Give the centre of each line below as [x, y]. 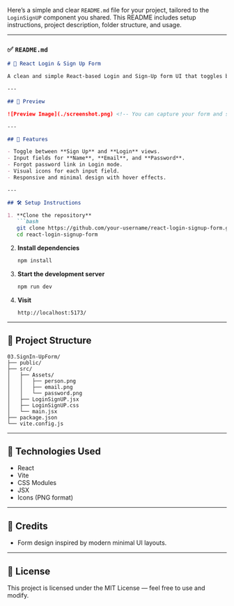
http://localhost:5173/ [52, 312]
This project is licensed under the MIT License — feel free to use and [106, 588]
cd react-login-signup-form [57, 235]
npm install [34, 261]
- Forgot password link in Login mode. [65, 165]
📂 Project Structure [49, 341]
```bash [28, 222]
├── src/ [20, 369]
